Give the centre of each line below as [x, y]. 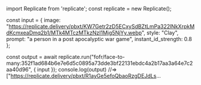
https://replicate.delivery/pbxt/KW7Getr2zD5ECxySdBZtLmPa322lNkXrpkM [102, 26]
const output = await [32, 57]
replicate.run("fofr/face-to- [92, 57]
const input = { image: [33, 20]
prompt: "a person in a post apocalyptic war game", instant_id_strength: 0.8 [99, 39]
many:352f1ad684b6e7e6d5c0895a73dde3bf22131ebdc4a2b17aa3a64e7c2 [100, 63]
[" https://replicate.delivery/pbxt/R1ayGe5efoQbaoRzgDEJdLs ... [84, 76]
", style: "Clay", [160, 33]
